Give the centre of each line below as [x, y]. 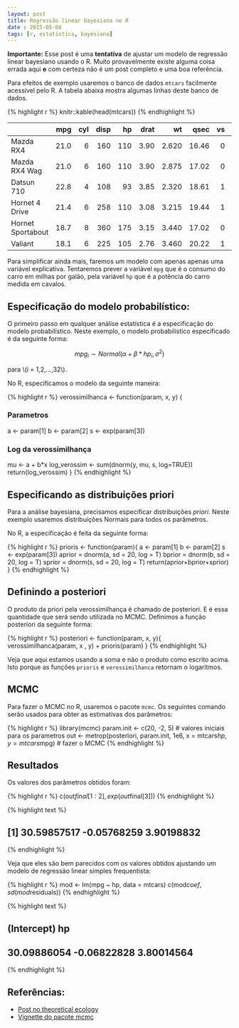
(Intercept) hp [38, 929]
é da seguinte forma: [38, 339]
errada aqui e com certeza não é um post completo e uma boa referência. [116, 69]
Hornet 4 [26, 203]
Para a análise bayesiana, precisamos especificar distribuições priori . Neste [118, 512]
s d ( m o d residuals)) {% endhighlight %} [64, 892]
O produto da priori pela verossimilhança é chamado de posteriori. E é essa [118, 609]
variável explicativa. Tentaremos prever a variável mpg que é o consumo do [116, 269]
